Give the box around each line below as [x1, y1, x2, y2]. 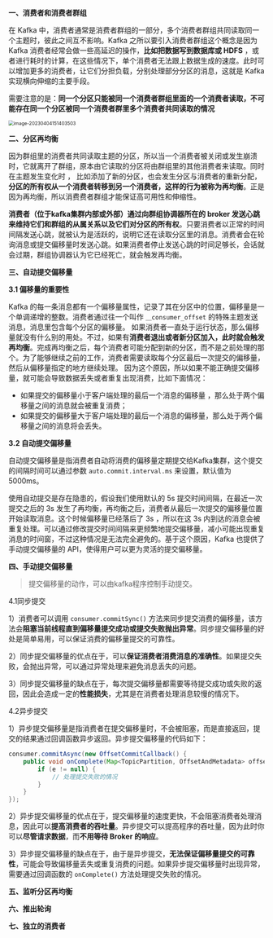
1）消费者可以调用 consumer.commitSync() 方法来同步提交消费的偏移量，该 [8, 614, 256, 623]
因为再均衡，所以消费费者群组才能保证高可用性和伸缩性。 [8, 192, 201, 201]
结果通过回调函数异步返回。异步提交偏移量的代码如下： [22, 733, 208, 743]
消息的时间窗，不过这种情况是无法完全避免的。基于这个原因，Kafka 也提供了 [8, 534, 265, 544]
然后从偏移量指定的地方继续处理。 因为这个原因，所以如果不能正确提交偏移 [8, 363, 260, 372]
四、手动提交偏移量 [8, 561, 73, 571]
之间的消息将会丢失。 [34, 421, 106, 430]
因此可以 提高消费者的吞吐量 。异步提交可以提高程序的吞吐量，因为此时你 [22, 821, 265, 831]
